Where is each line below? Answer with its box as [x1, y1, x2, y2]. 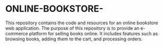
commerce [5, 30, 28, 36]
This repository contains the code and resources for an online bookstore [5, 20, 158, 26]
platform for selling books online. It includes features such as [29, 30, 158, 36]
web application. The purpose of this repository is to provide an [5, 25, 139, 31]
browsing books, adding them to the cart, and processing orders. [5, 36, 143, 42]
